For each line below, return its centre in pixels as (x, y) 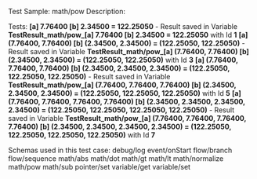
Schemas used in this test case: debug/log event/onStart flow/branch (120, 150)
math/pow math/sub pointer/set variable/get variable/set (99, 167)
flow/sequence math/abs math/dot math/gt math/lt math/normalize (116, 159)
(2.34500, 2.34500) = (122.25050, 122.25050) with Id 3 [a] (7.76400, (123, 60)
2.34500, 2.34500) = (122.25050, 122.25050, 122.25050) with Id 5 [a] (125, 93)
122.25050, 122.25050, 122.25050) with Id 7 (81, 135)
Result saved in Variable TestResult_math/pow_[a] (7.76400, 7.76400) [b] (128, 51)
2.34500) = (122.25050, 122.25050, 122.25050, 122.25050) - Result (121, 110)
